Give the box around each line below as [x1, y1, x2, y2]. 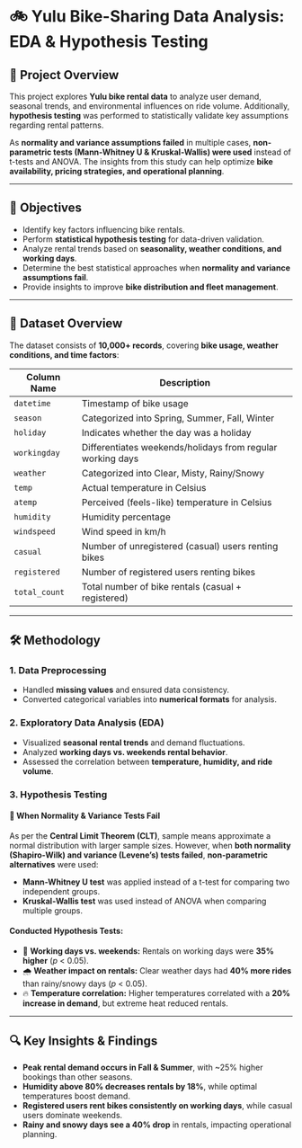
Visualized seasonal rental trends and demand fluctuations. [22, 737, 245, 748]
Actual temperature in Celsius [81, 481, 207, 494]
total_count [13, 587, 66, 597]
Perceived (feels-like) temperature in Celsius [81, 495, 272, 508]
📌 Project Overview [9, 67, 120, 83]
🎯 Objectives [9, 200, 83, 216]
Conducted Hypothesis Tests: [9, 926, 124, 937]
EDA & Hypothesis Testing [9, 31, 209, 52]
